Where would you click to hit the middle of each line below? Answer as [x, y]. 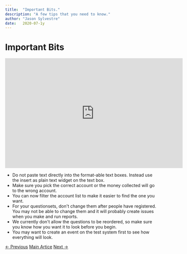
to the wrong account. [35, 190]
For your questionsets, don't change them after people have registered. [84, 206]
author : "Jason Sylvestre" [33, 19]
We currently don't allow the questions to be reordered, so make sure [82, 222]
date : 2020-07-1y [25, 23]
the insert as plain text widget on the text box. [58, 180]
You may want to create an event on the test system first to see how [81, 232]
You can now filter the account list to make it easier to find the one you [83, 196]
